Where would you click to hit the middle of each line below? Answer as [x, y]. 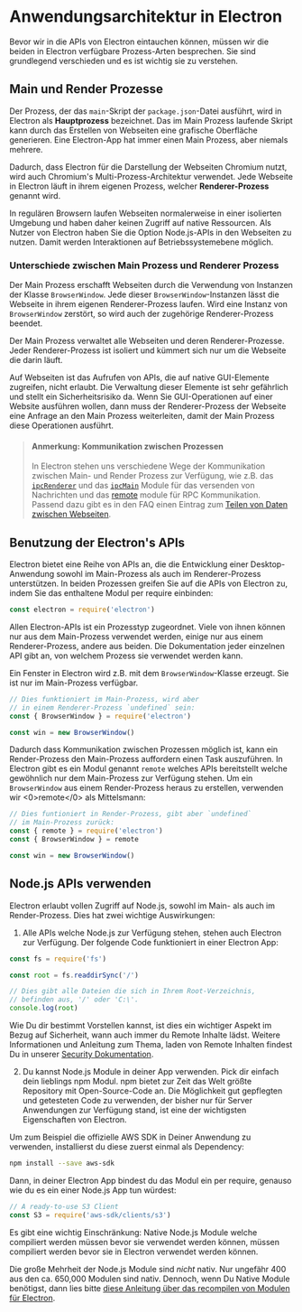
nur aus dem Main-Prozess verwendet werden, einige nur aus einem [137, 636]
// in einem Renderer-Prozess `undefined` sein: [102, 707]
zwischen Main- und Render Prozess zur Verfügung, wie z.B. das [152, 476]
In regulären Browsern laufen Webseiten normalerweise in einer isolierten [146, 213]
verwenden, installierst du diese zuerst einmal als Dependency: [127, 1147]
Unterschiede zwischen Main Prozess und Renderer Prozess [144, 265]
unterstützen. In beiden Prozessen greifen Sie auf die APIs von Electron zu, [149, 583]
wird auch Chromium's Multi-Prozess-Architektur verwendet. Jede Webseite [151, 176]
